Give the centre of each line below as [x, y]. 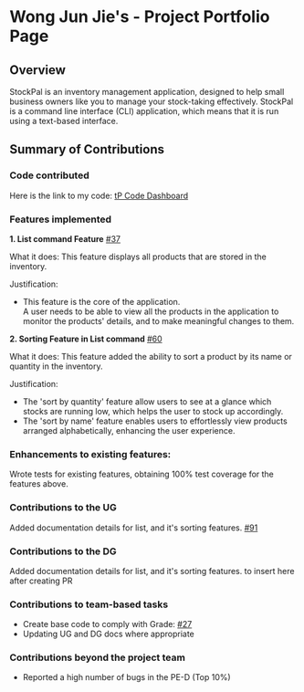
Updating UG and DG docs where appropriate [108, 634]
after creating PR [41, 581]
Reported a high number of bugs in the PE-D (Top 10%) [126, 677]
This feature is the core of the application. [101, 301]
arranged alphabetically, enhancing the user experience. [129, 430]
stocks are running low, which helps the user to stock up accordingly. [153, 411]
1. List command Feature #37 [65, 238]
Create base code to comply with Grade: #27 [107, 624]
